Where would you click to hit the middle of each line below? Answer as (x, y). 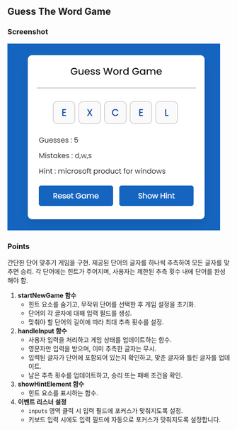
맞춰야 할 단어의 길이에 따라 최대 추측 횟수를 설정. (96, 321)
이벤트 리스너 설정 (42, 402)
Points (19, 246)
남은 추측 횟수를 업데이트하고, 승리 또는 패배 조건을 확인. (105, 375)
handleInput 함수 (42, 331)
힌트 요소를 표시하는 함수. (63, 392)
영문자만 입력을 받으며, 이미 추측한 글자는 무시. (92, 348)
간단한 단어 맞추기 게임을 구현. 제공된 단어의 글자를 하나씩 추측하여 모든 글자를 (115, 263)
